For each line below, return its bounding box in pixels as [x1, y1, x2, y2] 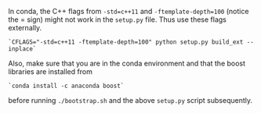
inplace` [8, 45, 37, 53]
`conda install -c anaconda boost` [8, 82, 125, 90]
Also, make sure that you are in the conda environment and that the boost [8, 58, 245, 68]
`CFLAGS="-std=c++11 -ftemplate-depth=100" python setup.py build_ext [8, 38, 244, 46]
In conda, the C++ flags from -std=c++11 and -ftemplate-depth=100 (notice [8, 7, 249, 16]
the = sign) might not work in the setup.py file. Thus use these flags [8, 15, 227, 24]
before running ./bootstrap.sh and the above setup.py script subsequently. [8, 96, 253, 104]
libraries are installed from [8, 67, 92, 76]
